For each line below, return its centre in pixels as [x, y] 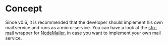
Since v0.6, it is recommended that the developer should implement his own [84, 22]
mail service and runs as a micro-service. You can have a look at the [76, 27]
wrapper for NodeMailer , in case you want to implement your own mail [88, 33]
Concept [24, 9]
